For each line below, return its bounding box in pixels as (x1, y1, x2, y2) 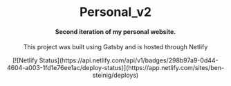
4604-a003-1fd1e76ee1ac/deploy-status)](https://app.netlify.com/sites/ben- (6, 64, 225, 72)
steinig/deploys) (92, 71, 139, 80)
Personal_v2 (79, 4, 152, 20)
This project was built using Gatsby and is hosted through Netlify (23, 43, 208, 51)
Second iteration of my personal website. (55, 27, 176, 35)
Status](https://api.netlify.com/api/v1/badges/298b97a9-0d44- (39, 56, 219, 64)
